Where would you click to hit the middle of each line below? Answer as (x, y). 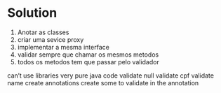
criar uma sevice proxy (51, 39)
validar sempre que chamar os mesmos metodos (88, 55)
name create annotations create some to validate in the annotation (103, 83)
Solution (32, 13)
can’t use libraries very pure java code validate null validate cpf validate (110, 76)
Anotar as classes (43, 32)
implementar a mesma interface (63, 47)
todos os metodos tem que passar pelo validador (88, 62)
